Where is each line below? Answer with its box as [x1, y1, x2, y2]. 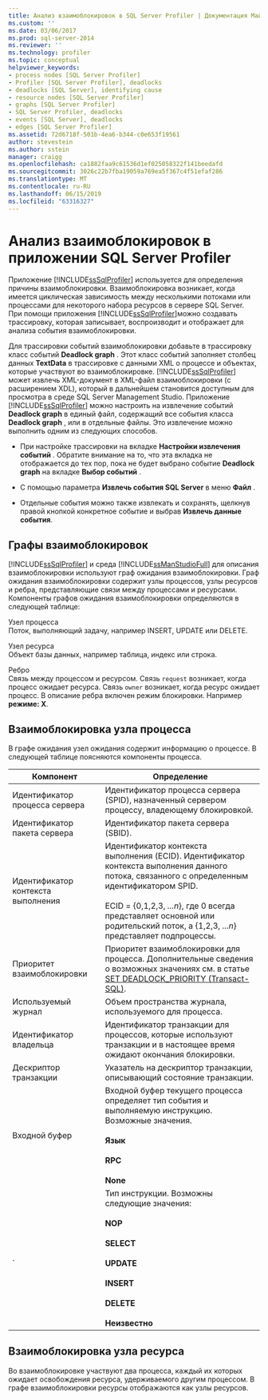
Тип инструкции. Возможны [104, 1188, 214, 1199]
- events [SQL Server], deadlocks [8, 116, 124, 124]
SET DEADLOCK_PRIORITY [104, 974, 207, 985]
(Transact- [207, 974, 250, 985]
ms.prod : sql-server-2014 [8, 34, 94, 42]
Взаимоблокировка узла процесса [8, 722, 191, 736]
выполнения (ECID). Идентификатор [104, 851, 246, 862]
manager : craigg [8, 153, 62, 161]
